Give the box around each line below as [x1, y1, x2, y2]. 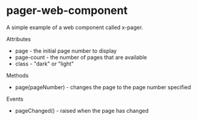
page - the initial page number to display [15, 47, 117, 55]
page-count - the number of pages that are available [15, 53, 147, 61]
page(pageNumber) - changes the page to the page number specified [15, 83, 192, 91]
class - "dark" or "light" [15, 60, 74, 67]
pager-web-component [6, 4, 128, 18]
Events [6, 95, 24, 102]
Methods [6, 72, 29, 79]
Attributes [6, 35, 32, 42]
